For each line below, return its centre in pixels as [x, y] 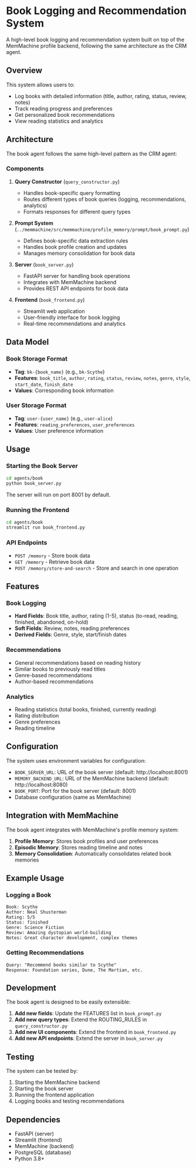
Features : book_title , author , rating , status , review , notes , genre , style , [102, 378]
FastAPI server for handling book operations [77, 276]
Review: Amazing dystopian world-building [59, 933]
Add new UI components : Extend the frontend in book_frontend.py [95, 1032]
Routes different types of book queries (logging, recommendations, [105, 199]
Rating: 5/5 [21, 917]
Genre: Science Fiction [35, 928]
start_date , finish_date [44, 384]
